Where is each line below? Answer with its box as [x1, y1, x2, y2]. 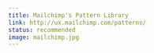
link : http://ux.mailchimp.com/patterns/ [8, 19, 147, 26]
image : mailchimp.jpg [8, 33, 80, 41]
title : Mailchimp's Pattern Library [8, 11, 129, 19]
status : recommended [8, 26, 77, 34]
